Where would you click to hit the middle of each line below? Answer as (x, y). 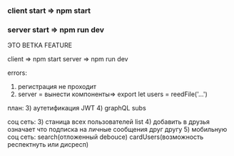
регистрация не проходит (57, 87)
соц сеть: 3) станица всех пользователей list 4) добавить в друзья (109, 122)
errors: (17, 73)
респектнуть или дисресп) (48, 145)
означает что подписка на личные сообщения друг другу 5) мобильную (117, 130)
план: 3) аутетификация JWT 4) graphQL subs (77, 108)
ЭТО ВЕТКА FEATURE (40, 46)
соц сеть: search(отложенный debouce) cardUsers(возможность (106, 137)
